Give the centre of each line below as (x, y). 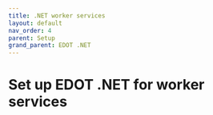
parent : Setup (32, 38)
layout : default (35, 23)
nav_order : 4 (30, 30)
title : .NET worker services (57, 16)
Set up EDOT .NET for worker (106, 85)
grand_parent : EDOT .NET (50, 46)
